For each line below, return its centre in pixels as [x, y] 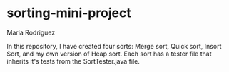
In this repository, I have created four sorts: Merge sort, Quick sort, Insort [114, 46]
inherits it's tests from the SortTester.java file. [73, 61]
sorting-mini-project [69, 13]
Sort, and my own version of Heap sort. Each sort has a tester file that [109, 54]
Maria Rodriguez [31, 32]
